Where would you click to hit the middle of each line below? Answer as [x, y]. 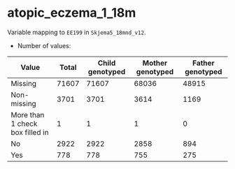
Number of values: [44, 45]
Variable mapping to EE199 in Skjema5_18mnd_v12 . [77, 32]
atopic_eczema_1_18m [72, 13]
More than [28, 115]
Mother [155, 63]
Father [203, 63]
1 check [24, 124]
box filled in [30, 132]
